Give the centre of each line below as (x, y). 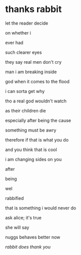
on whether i (18, 33)
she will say (17, 227)
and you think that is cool (31, 150)
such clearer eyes (23, 52)
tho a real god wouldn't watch (36, 101)
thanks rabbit (33, 9)
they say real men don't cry (33, 62)
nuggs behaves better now (33, 237)
